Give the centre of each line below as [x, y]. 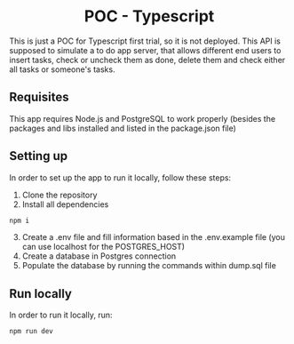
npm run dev [31, 332]
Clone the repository [60, 195]
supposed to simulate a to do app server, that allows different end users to [145, 50]
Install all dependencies [65, 204]
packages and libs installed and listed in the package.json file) [123, 128]
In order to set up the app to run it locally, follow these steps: [120, 177]
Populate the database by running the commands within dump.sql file [149, 266]
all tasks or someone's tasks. [62, 69]
